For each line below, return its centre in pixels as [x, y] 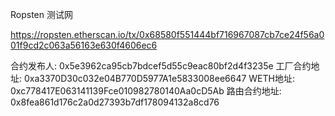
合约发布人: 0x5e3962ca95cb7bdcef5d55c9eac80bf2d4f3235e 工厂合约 [161, 66]
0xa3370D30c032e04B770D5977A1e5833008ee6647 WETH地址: [159, 78]
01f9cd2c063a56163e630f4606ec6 [84, 45]
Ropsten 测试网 [41, 14]
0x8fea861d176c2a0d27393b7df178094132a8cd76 [115, 102]
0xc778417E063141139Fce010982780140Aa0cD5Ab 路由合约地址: [146, 91]
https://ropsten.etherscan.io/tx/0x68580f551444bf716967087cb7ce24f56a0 [167, 34]
